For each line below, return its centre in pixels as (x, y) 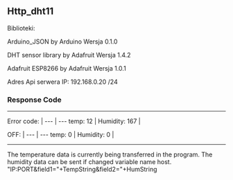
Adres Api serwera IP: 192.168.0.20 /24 (62, 82)
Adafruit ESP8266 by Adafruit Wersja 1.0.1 (67, 68)
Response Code (34, 100)
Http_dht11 (31, 11)
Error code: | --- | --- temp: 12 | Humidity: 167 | (74, 121)
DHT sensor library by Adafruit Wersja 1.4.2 (69, 55)
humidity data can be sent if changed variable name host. (89, 162)
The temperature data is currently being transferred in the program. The (110, 154)
